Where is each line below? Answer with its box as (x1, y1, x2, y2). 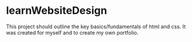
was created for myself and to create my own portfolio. (6, 29, 139, 36)
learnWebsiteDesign (6, 4, 107, 17)
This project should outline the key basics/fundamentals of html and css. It (6, 23, 186, 30)
